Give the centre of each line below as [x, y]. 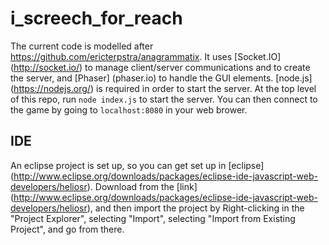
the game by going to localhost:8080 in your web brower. [129, 109]
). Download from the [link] [142, 186]
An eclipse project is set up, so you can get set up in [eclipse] [137, 165]
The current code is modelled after [82, 46]
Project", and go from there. [67, 229]
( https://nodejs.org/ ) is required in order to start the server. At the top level [163, 88]
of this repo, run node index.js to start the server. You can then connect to [164, 99]
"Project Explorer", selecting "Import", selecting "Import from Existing [153, 218]
